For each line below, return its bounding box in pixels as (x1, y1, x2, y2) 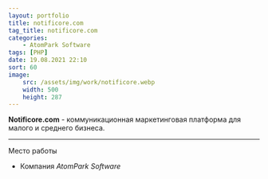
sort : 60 (8, 64, 37, 72)
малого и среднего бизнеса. (8, 123, 105, 133)
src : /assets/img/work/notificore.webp (22, 78, 156, 86)
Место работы (8, 146, 57, 156)
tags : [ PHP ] (8, 49, 48, 56)
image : (8, 71, 30, 79)
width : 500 (22, 85, 59, 94)
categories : (8, 33, 48, 42)
